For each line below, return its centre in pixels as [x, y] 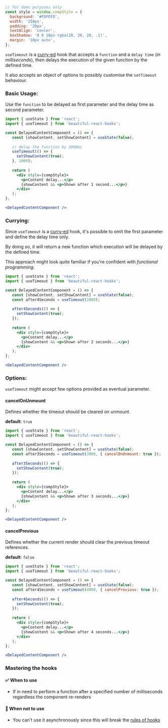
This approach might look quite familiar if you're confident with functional [81, 262]
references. [17, 547]
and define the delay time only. [37, 237]
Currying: [17, 221]
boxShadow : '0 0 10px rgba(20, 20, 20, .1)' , [59, 35]
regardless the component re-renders [52, 697]
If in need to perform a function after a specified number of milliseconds [88, 692]
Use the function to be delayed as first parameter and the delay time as [80, 105]
